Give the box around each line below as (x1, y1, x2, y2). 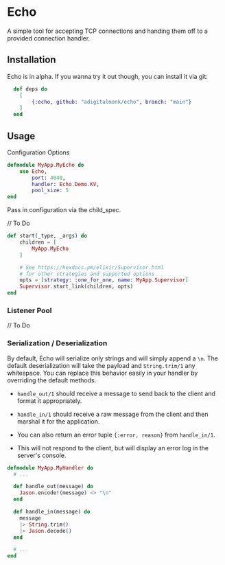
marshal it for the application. (16, 417, 100, 426)
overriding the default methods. (7, 376, 97, 384)
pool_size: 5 (32, 187, 69, 194)
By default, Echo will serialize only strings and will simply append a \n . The (7, 354, 218, 362)
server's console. (16, 451, 67, 459)
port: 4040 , (32, 174, 67, 181)
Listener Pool (7, 305, 52, 315)
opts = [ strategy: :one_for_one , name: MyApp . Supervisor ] (19, 277, 189, 284)
